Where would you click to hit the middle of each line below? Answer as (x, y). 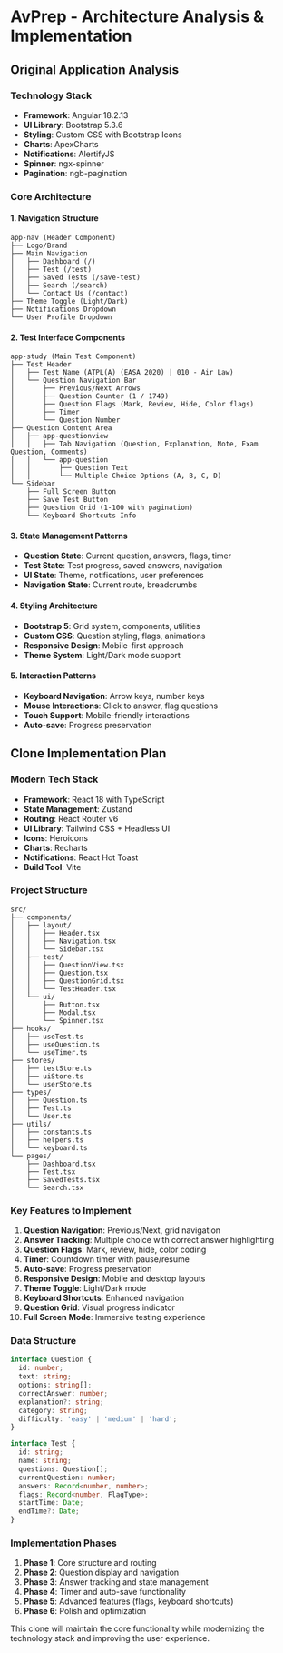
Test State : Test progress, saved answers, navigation (123, 566)
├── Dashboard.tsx (61, 1164)
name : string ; (45, 1461)
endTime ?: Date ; (49, 1511)
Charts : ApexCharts (61, 144)
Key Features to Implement (71, 1210)
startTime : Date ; (51, 1503)
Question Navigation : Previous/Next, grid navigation (122, 1230)
